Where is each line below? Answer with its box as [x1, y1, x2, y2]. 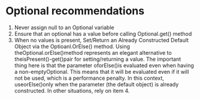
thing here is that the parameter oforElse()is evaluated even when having [14, 61, 194, 69]
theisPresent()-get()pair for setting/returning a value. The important [14, 55, 181, 62]
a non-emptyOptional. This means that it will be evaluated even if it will [14, 68, 189, 75]
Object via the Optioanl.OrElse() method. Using [14, 43, 130, 50]
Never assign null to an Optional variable [14, 24, 114, 31]
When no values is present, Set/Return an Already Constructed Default [14, 36, 189, 43]
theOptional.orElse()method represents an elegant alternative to [14, 49, 172, 56]
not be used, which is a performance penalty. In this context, [14, 74, 164, 82]
